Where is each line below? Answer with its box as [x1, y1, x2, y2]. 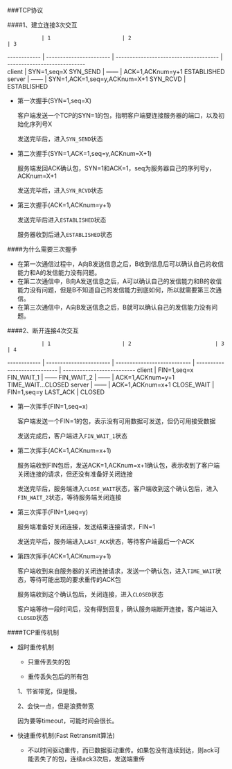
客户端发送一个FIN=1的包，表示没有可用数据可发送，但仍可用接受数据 [17, 417, 216, 425]
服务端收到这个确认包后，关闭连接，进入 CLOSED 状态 [17, 590, 164, 598]
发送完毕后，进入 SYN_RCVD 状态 [17, 186, 104, 194]
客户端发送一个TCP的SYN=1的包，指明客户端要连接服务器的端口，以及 [17, 112, 219, 119]
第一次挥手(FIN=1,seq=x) [17, 403, 89, 410]
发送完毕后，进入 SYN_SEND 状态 [17, 134, 104, 143]
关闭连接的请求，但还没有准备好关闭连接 [17, 470, 133, 478]
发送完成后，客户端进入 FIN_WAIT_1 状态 [17, 432, 128, 440]
